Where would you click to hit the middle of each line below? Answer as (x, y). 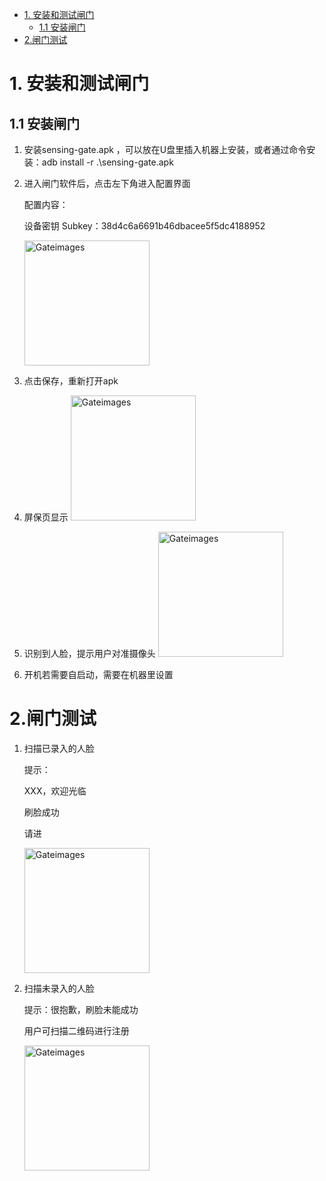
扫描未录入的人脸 (59, 988)
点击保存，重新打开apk (71, 381)
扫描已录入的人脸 (59, 748)
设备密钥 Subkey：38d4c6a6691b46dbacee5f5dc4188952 (144, 226)
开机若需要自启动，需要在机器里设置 (98, 674)
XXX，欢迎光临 (55, 790)
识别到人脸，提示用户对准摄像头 (89, 653)
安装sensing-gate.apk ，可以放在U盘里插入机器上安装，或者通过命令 (165, 149)
